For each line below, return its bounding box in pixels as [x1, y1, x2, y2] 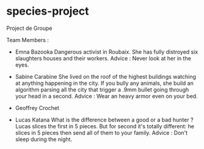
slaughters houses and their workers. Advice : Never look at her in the [15, 54, 191, 62]
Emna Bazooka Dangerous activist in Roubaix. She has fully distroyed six [15, 48, 199, 56]
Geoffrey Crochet [15, 104, 60, 111]
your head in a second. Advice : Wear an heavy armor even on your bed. [15, 92, 198, 100]
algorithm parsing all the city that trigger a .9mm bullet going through [15, 85, 189, 93]
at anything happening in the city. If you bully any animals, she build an [15, 79, 194, 87]
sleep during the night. [15, 136, 72, 143]
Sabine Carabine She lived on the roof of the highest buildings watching [15, 73, 197, 80]
